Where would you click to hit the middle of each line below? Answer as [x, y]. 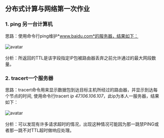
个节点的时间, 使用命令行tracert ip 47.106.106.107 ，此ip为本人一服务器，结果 [82, 96]
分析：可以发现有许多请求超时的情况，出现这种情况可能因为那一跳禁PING [80, 124]
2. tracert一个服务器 [29, 78]
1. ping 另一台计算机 [29, 24]
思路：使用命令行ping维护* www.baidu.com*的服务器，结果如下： [72, 36]
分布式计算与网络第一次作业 [48, 9]
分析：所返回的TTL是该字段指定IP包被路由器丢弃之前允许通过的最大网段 [79, 58]
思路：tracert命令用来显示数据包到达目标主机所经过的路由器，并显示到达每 [81, 90]
